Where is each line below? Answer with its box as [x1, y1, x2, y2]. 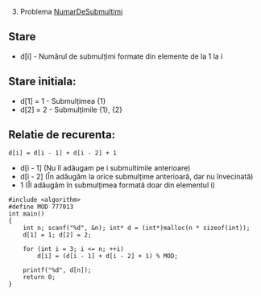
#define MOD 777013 [8, 203, 74, 212]
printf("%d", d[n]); [23, 266, 92, 274]
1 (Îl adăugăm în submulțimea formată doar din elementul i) [19, 180, 216, 190]
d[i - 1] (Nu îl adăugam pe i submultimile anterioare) [19, 163, 191, 173]
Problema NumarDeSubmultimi [19, 7, 123, 16]
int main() [8, 210, 45, 218]
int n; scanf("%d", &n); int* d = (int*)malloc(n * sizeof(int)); [23, 224, 251, 232]
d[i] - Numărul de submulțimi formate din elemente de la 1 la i [19, 51, 223, 61]
